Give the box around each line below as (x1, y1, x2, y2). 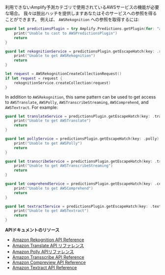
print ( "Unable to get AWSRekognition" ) (14, 53, 96, 58)
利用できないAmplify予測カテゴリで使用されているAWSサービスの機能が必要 (5, 4, 160, 10)
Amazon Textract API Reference (12, 265, 77, 271)
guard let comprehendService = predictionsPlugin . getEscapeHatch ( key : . (5, 181, 157, 186)
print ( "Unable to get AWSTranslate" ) (14, 118, 91, 124)
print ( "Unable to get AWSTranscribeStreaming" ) (14, 163, 113, 168)
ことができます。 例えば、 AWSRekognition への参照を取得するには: (5, 17, 139, 22)
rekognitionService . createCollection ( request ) (14, 80, 111, 85)
